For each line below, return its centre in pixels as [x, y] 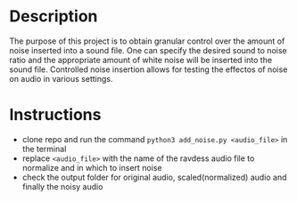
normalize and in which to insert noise [92, 167]
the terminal [44, 149]
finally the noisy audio [62, 186]
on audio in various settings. [61, 78]
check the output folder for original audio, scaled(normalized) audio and [154, 177]
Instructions [55, 115]
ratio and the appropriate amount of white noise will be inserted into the [141, 60]
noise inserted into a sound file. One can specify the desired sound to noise [148, 50]
